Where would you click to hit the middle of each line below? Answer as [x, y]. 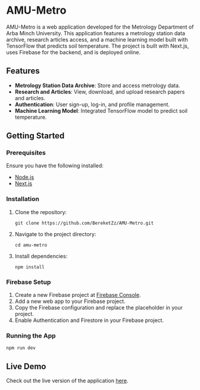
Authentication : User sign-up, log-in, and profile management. [92, 104]
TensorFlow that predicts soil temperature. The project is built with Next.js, [98, 46]
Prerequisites [26, 153]
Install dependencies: [41, 256]
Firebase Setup [29, 282]
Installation [23, 199]
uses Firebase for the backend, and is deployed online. [74, 52]
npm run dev [21, 348]
